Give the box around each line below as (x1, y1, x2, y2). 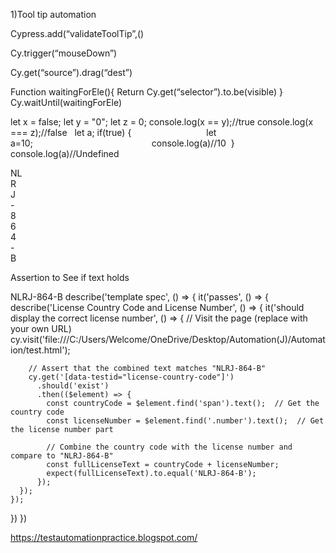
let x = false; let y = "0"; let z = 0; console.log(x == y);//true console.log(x (10, 116, 314, 128)
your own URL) (10, 323, 72, 334)
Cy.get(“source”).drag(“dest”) (10, 67, 133, 78)
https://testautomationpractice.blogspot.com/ (10, 532, 198, 543)
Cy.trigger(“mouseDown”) (10, 47, 118, 59)
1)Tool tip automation (10, 9, 97, 20)
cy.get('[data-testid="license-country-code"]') (28, 372, 235, 382)
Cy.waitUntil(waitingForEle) (10, 97, 123, 108)
